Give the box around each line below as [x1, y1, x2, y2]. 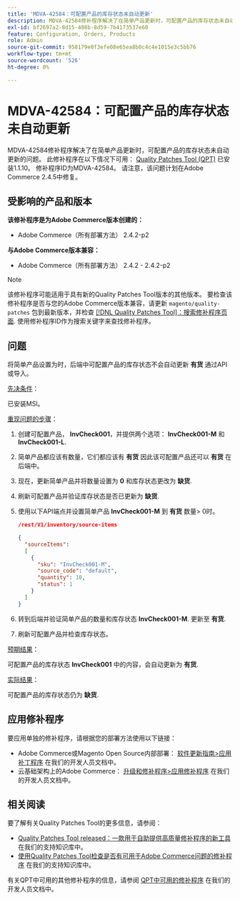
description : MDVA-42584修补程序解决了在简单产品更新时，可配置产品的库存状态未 [7, 17, 225, 24]
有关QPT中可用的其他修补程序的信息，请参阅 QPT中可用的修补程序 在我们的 [7, 876, 231, 884]
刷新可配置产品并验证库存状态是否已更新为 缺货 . [17, 492, 159, 501]
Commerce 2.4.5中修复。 [7, 172, 82, 181]
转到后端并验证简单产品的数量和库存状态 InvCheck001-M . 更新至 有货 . [17, 614, 226, 623]
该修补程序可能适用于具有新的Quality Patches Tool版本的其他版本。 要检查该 [7, 290, 233, 299]
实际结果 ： [7, 675, 39, 684]
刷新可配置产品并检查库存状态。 [17, 629, 112, 638]
